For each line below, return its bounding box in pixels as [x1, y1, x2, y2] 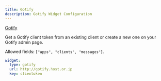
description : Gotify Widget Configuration [5, 12, 92, 16]
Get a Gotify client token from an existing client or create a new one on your [5, 34, 157, 40]
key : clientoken [9, 71, 42, 76]
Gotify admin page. [5, 39, 44, 45]
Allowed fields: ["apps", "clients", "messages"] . [5, 49, 104, 54]
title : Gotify [5, 7, 34, 12]
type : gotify [9, 62, 36, 67]
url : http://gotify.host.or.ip [9, 67, 73, 72]
